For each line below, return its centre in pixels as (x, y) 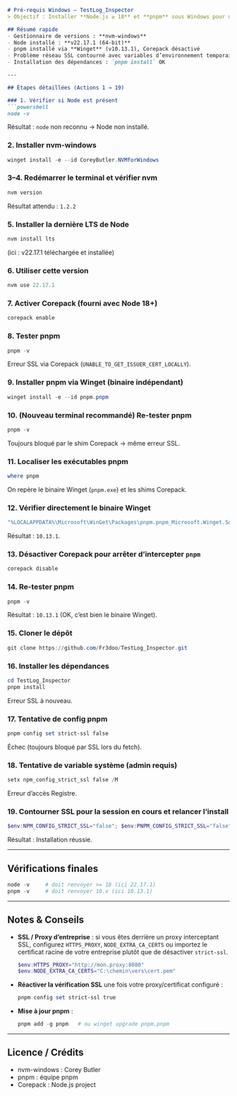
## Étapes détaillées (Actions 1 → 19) (66, 87)
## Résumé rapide (33, 29)
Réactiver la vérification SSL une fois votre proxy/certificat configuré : (120, 985)
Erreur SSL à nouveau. (40, 700)
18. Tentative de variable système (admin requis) (92, 765)
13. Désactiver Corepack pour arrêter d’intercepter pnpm (104, 554)
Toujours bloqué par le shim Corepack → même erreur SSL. (94, 443)
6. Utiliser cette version (48, 270)
